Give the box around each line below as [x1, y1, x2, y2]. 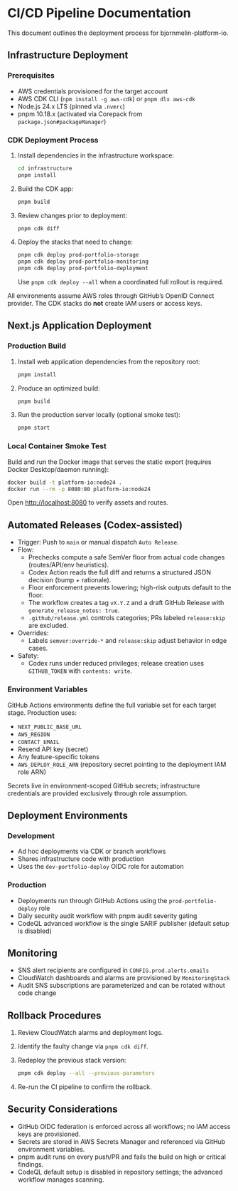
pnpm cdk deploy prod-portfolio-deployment [17, 265, 149, 272]
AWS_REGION [17, 731, 50, 738]
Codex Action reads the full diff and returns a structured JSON [28, 568, 212, 577]
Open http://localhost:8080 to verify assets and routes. [7, 498, 168, 507]
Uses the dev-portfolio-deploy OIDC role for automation [17, 862, 184, 871]
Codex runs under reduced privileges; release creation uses [28, 659, 205, 668]
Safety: [17, 651, 39, 660]
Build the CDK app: [17, 184, 74, 193]
